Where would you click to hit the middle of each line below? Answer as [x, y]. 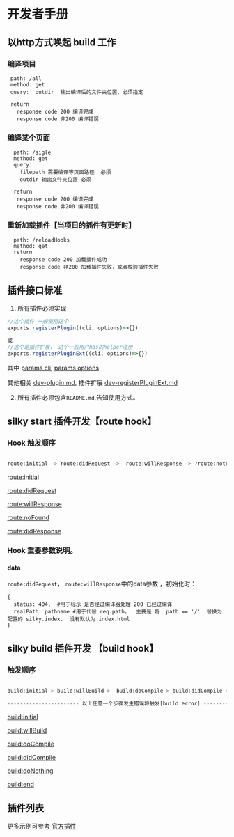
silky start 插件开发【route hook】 [82, 422]
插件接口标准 [35, 290]
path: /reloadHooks [42, 240]
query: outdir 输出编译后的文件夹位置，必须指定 [77, 92]
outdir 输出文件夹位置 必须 [56, 180]
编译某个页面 [29, 138]
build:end [21, 784]
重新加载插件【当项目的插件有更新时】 [71, 226]
